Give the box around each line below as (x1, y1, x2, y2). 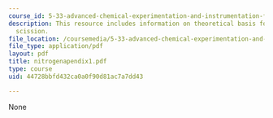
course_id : (8, 11, 45, 20)
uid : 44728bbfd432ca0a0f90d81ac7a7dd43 (8, 72, 144, 81)
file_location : (8, 34, 60, 43)
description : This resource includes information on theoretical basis (8, 20, 256, 28)
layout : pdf (8, 50, 49, 58)
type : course (8, 65, 53, 73)
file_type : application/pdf (8, 42, 104, 50)
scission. (15, 27, 49, 35)
